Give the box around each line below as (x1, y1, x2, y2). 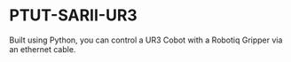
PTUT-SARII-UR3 (9, 5, 138, 26)
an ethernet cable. (9, 43, 76, 54)
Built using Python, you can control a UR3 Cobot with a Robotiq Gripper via (9, 35, 283, 45)
